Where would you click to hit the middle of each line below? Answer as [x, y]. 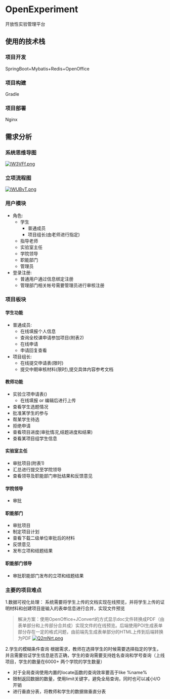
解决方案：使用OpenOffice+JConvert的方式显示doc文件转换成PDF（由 [91, 619]
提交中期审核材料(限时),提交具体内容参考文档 [67, 369]
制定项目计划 [26, 532]
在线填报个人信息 [38, 331]
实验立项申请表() [30, 394]
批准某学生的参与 [30, 413]
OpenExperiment [42, 9]
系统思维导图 [21, 152]
